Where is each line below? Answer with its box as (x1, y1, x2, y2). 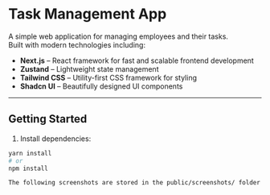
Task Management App (8, 5, 167, 23)
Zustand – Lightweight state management (19, 64, 159, 73)
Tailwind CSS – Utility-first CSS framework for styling (19, 73, 197, 82)
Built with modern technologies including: (8, 39, 146, 49)
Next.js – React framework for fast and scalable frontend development (19, 56, 255, 65)
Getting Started (8, 112, 88, 126)
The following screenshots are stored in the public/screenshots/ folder (8, 179, 261, 187)
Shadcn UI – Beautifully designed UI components (19, 81, 183, 91)
